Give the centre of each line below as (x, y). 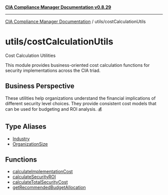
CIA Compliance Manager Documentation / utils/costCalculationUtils (75, 21)
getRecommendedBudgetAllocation (49, 188)
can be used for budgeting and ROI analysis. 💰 (54, 109)
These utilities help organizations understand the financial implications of (80, 98)
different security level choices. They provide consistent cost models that (81, 103)
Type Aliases (26, 127)
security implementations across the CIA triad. (53, 70)
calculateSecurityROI (34, 177)
